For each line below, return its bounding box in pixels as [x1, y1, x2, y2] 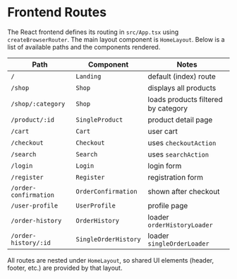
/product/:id [11, 115, 55, 124]
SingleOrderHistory [75, 235, 141, 243]
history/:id [11, 239, 51, 246]
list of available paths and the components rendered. [7, 42, 161, 51]
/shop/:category [11, 100, 66, 108]
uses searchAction [147, 149, 209, 159]
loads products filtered [147, 94, 224, 104]
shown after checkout [147, 186, 220, 196]
